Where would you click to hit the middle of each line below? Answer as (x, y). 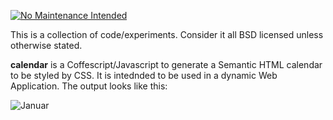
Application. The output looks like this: (89, 86)
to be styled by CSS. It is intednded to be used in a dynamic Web (144, 75)
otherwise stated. (46, 45)
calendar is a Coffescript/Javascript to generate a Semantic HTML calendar (166, 64)
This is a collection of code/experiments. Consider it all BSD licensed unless (167, 34)
